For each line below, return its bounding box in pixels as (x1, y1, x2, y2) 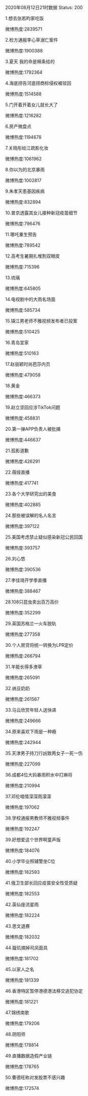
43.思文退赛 (5, 923, 30, 929)
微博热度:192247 (5, 826, 40, 832)
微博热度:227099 (5, 761, 41, 767)
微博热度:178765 (5, 1063, 39, 1070)
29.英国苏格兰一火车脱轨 (5, 620, 57, 627)
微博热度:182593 (5, 869, 40, 875)
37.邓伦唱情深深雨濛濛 (5, 793, 52, 799)
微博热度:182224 (5, 912, 40, 918)
